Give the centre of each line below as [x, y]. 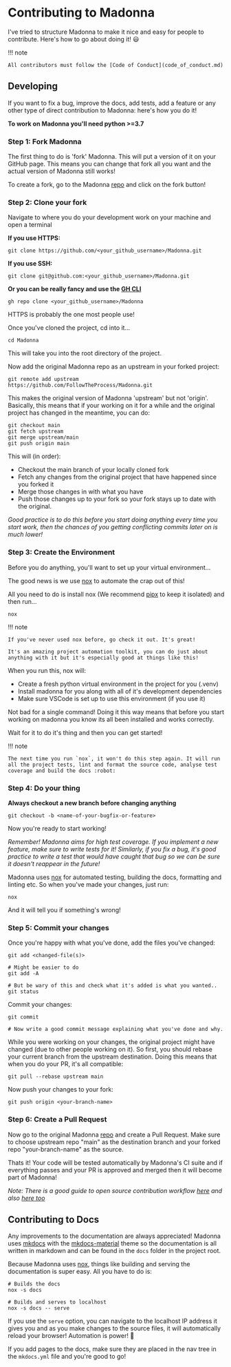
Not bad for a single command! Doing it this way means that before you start [116, 711]
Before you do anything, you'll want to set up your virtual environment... [109, 567]
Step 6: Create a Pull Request [57, 1119]
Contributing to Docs [54, 1219]
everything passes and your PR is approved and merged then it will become [115, 1170]
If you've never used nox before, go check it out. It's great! [102, 640]
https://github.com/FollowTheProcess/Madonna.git [80, 385]
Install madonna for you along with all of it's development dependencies [120, 691]
